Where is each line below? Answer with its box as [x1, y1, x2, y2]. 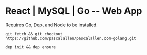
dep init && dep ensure [5, 44, 56, 50]
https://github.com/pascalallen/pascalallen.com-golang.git [5, 36, 137, 41]
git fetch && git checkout [5, 31, 63, 36]
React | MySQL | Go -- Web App [5, 5, 142, 17]
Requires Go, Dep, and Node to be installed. [5, 22, 98, 28]
